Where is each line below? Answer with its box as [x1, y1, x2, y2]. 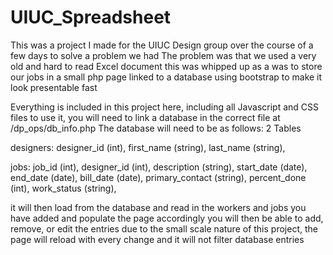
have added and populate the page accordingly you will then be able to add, [10, 212, 324, 224]
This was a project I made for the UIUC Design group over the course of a [10, 39, 314, 51]
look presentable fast [10, 81, 98, 93]
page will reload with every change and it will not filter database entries [10, 233, 305, 245]
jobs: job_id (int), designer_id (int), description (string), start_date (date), [10, 161, 308, 173]
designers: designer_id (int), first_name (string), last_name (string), [10, 141, 286, 153]
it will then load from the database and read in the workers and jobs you [10, 201, 307, 213]
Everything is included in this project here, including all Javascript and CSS [10, 101, 320, 113]
